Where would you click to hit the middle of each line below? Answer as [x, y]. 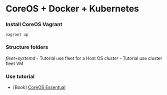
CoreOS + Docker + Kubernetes [72, 9]
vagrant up [17, 35]
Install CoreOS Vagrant [34, 24]
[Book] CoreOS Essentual [39, 87]
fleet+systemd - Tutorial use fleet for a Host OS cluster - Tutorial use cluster [84, 58]
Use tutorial [20, 76]
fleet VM [14, 63]
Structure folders [27, 47]
